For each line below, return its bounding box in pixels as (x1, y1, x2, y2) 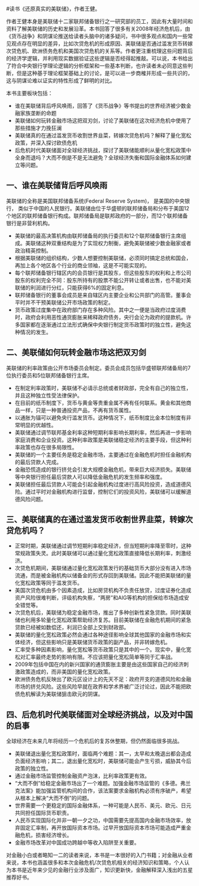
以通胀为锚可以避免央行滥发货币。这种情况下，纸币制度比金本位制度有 (14, 414, 187, 421)
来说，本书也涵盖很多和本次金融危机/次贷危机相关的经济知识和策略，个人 (6, 859, 185, 866)
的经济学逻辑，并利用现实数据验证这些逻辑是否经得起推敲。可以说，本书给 (6, 55, 188, 62)
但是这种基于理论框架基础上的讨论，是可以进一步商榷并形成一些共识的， (16, 70, 193, 76)
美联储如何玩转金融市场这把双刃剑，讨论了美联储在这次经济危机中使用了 (14, 117, 191, 124)
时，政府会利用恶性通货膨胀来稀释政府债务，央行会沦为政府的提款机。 (14, 314, 187, 321)
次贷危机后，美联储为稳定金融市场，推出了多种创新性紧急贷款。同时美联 (14, 609, 191, 616)
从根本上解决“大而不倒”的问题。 (14, 795, 93, 802)
